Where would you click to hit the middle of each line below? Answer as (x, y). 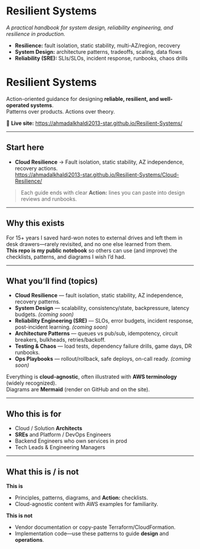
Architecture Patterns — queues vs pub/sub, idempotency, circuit (96, 333)
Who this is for (34, 414)
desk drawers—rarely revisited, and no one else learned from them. (89, 244)
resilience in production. (36, 33)
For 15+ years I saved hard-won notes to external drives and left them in (94, 238)
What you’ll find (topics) (52, 281)
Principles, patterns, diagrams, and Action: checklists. (81, 498)
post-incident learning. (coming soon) (61, 327)
